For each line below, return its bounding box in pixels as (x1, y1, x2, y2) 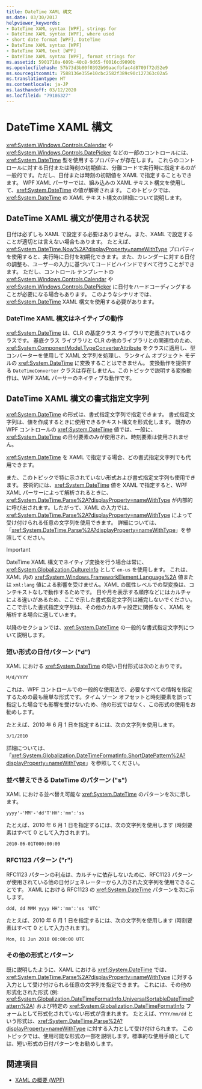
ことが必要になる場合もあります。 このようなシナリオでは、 (6, 290, 155, 297)
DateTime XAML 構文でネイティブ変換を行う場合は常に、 (6, 558, 147, 566)
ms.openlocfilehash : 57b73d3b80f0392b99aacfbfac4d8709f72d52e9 (6, 64, 168, 71)
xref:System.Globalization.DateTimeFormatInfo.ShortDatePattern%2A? (11, 752, 186, 759)
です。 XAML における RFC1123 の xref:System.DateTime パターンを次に (11, 886, 189, 893)
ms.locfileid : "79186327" (6, 93, 71, 99)
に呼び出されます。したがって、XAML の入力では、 (6, 504, 132, 511)
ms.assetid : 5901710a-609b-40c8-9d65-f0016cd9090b (6, 59, 136, 65)
